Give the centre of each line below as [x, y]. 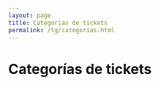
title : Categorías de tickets [58, 23]
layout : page [30, 15]
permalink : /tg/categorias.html [61, 30]
